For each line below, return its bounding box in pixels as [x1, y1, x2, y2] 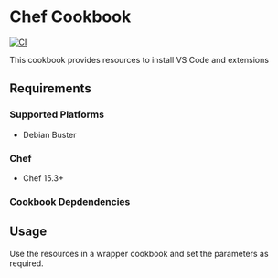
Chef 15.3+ [22, 172, 64, 184]
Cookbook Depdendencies [9, 195, 131, 208]
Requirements [9, 80, 91, 97]
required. [9, 258, 44, 269]
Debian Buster [22, 129, 77, 140]
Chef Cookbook [9, 6, 132, 27]
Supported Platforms [9, 108, 105, 121]
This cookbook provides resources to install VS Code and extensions [9, 54, 270, 65]
